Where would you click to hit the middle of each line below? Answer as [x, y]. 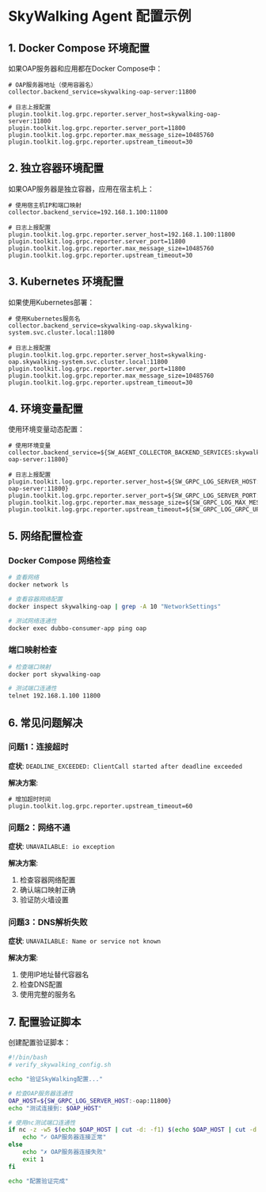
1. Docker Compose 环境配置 [79, 48]
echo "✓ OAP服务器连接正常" [65, 1137]
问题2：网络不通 [39, 827]
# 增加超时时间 [30, 799]
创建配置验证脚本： [40, 1042]
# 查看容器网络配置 [36, 599]
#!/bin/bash [28, 1058]
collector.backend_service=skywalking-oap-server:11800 [102, 92]
